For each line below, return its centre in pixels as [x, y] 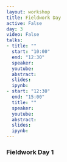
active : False [24, 23]
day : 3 [15, 29]
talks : [15, 40]
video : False [23, 35]
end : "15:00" [28, 97]
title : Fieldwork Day [34, 18]
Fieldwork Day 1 [30, 152]
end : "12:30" [28, 57]
